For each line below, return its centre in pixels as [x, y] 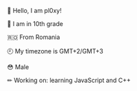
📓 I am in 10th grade [35, 24]
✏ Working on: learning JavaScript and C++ [69, 80]
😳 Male [18, 67]
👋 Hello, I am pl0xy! [34, 11]
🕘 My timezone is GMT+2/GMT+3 [55, 51]
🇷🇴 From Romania [34, 37]
